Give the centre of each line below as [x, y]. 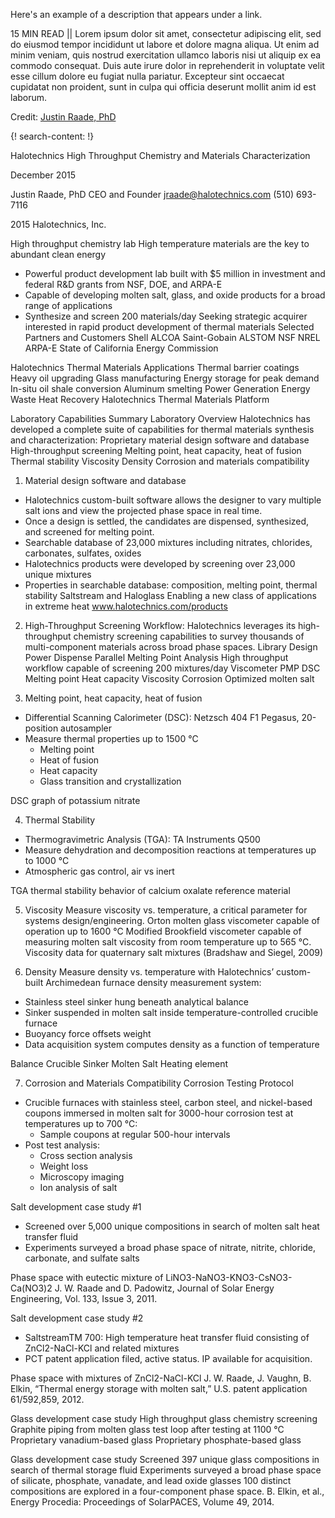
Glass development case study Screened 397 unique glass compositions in [165, 1459]
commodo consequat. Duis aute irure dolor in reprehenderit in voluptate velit [167, 65]
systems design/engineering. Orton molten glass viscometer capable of [172, 920]
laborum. [29, 97]
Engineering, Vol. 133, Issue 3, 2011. [84, 1298]
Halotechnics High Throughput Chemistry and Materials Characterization [160, 155]
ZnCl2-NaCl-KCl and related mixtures [102, 1348]
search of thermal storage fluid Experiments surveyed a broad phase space [166, 1470]
